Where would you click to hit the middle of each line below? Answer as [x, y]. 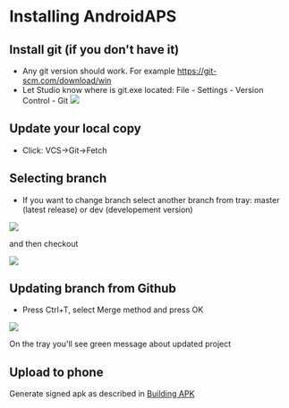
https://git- [197, 71]
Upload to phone [56, 372]
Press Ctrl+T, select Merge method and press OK [113, 310]
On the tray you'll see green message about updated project [120, 344]
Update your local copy [75, 128]
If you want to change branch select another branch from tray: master [151, 200]
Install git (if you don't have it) [94, 50]
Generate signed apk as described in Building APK [102, 394]
